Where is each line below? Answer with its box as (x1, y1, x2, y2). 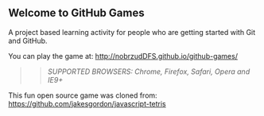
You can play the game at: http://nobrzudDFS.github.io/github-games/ (8, 51, 239, 60)
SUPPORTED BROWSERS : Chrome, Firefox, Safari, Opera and (47, 67, 250, 76)
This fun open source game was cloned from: (8, 91, 157, 100)
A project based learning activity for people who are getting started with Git (8, 27, 256, 37)
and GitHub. (8, 36, 48, 45)
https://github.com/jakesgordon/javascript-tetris (8, 99, 167, 108)
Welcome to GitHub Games (8, 6, 145, 20)
